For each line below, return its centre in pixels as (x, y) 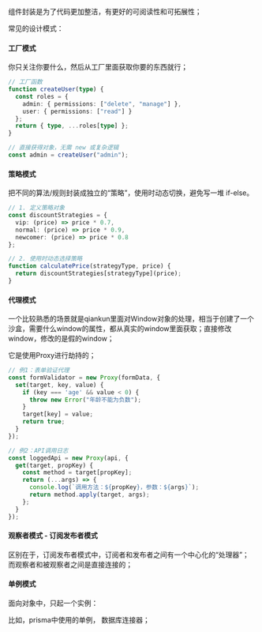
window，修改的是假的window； (61, 339)
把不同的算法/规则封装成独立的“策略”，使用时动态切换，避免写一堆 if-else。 (131, 193)
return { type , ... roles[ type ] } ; (72, 126)
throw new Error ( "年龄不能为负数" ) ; (85, 400)
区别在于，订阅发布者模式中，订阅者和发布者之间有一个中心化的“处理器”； (129, 555)
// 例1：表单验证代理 (39, 371)
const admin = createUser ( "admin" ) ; (68, 155)
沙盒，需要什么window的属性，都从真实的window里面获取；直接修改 (120, 329)
